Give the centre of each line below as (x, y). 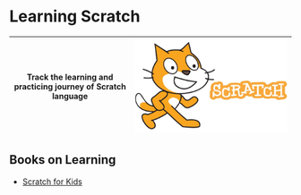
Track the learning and (70, 77)
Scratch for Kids (52, 182)
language (70, 97)
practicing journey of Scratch (70, 87)
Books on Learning (63, 160)
